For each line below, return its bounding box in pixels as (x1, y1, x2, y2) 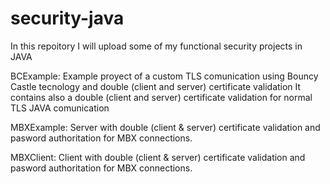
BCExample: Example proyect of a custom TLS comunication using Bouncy (10, 70, 319, 82)
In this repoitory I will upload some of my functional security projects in (10, 40, 303, 52)
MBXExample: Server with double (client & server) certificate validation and (10, 121, 321, 133)
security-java (10, 7, 125, 30)
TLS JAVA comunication (10, 102, 110, 114)
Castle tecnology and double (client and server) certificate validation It (10, 80, 302, 92)
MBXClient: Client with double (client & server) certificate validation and (10, 151, 306, 163)
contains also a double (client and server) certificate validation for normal (10, 91, 313, 103)
